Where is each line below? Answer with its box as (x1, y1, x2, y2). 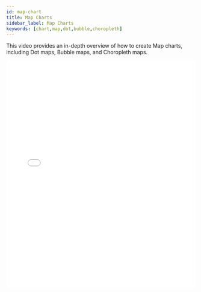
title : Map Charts (6, 14, 52, 21)
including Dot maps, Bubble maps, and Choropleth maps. (6, 49, 148, 56)
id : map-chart (6, 8, 42, 15)
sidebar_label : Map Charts (6, 20, 74, 26)
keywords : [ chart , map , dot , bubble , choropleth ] (6, 25, 122, 32)
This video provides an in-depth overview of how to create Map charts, (6, 42, 182, 49)
